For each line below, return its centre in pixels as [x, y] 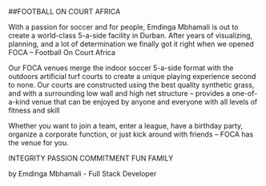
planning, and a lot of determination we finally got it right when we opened [131, 44]
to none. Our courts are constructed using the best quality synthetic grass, [131, 85]
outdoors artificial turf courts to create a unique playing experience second [132, 76]
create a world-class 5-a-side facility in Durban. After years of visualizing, [131, 36]
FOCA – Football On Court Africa [62, 52]
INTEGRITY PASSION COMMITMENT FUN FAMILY [91, 158]
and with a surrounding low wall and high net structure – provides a [119, 93]
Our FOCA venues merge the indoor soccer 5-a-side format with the [121, 68]
